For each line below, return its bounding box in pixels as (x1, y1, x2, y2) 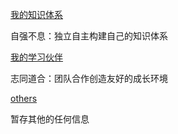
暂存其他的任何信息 (10, 113, 90, 125)
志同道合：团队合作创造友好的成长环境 (10, 73, 168, 84)
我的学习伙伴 (10, 51, 63, 63)
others (10, 93, 38, 104)
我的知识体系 (10, 9, 63, 20)
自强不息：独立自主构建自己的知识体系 (10, 30, 168, 42)
